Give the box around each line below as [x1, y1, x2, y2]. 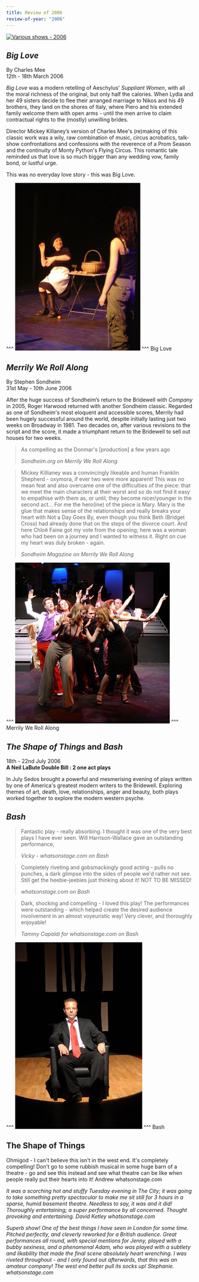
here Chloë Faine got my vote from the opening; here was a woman [20, 527, 186, 534]
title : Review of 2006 [6, 10, 63, 16]
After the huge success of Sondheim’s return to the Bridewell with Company [6, 396, 193, 403]
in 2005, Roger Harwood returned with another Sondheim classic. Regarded [6, 403, 192, 410]
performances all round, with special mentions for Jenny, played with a [6, 1237, 182, 1244]
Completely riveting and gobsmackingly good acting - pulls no [20, 864, 174, 871]
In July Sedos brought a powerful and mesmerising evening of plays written [6, 775, 192, 782]
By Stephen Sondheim [6, 378, 61, 385]
